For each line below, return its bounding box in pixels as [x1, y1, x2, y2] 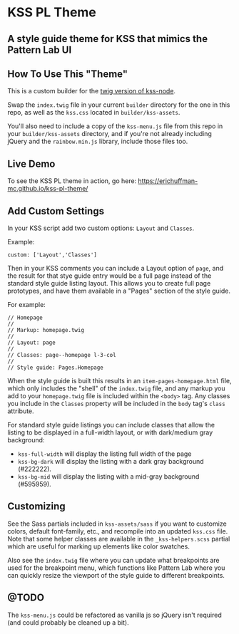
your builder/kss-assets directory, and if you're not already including [7, 130, 212, 138]
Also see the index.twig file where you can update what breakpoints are [7, 556, 220, 564]
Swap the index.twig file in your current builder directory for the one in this [7, 100, 230, 109]
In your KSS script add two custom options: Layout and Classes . [7, 224, 195, 232]
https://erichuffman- [138, 177, 198, 185]
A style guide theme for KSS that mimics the [7, 33, 208, 45]
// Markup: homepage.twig [7, 327, 84, 334]
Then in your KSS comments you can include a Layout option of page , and [7, 264, 224, 273]
